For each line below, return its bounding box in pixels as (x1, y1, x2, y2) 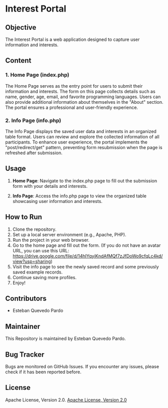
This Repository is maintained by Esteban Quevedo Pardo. (5, 335, 126, 342)
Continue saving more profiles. (12, 274, 77, 280)
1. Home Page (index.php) (5, 72, 70, 79)
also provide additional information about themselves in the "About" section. (5, 99, 164, 105)
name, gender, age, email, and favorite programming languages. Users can (5, 94, 161, 100)
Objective (5, 23, 37, 32)
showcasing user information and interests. (12, 198, 102, 204)
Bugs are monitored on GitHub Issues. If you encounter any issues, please (5, 364, 159, 370)
